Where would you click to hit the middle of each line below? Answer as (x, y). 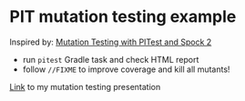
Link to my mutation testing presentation (85, 86)
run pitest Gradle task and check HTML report (111, 59)
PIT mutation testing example (123, 17)
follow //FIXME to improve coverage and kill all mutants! (126, 69)
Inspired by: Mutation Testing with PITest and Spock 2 (111, 42)
